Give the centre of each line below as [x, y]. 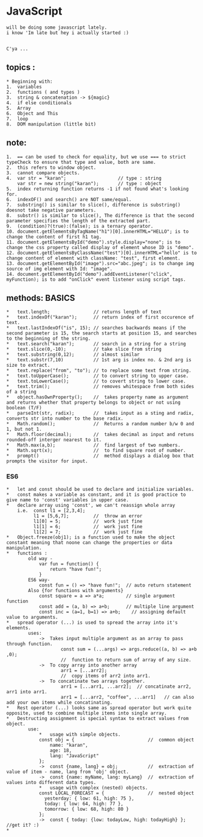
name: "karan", [69, 745]
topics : [21, 67]
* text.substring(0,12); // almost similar [73, 355]
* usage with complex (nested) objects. [93, 788]
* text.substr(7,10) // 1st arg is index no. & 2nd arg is [99, 360]
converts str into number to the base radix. [65, 418]
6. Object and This [33, 113]
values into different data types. [51, 782]
